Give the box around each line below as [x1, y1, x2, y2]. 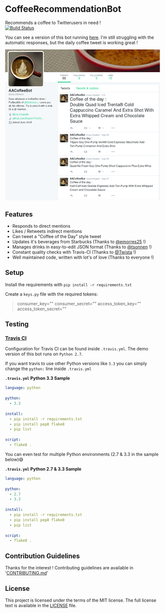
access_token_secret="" [17, 306, 67, 312]
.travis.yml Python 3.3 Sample [5, 375, 70, 381]
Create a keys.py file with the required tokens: [5, 291, 98, 297]
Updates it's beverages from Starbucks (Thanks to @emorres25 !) [12, 239, 146, 244]
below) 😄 [5, 456, 24, 462]
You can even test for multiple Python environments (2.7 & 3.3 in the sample [5, 451, 159, 457]
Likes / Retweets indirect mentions [12, 228, 82, 234]
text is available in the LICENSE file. [5, 602, 77, 608]
